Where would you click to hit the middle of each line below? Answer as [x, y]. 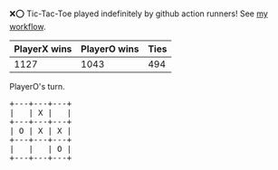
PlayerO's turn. [37, 86]
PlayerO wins [110, 49]
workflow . [28, 27]
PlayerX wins [43, 49]
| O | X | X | [41, 131]
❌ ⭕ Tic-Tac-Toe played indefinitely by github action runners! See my [139, 14]
